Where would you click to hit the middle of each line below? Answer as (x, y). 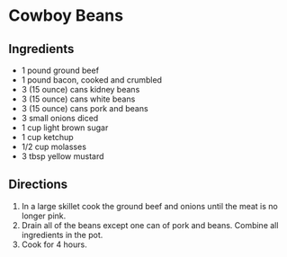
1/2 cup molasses (54, 146)
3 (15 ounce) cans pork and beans (85, 108)
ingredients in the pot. (62, 235)
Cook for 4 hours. (54, 244)
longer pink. (44, 216)
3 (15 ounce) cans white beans (78, 99)
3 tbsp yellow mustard (63, 156)
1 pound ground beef (60, 70)
